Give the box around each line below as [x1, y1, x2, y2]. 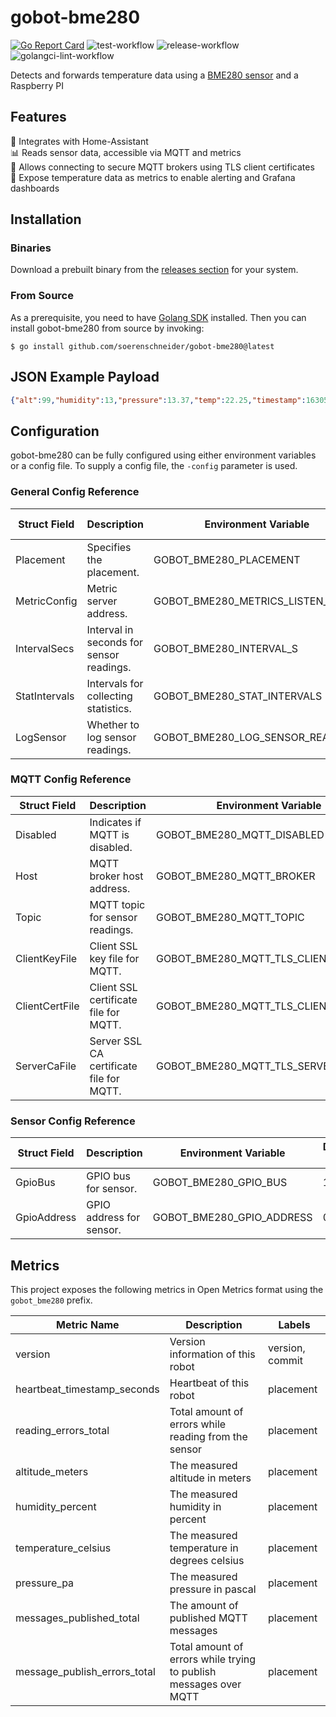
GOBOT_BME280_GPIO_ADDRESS [152, 1211, 313, 1225]
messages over [169, 1677, 242, 1691]
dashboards [10, 182, 60, 194]
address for [86, 1211, 141, 1225]
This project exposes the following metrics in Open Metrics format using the [10, 1283, 324, 1295]
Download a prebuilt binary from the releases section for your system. [10, 264, 299, 276]
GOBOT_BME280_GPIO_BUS [152, 1176, 288, 1190]
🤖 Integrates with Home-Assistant [10, 135, 149, 147]
